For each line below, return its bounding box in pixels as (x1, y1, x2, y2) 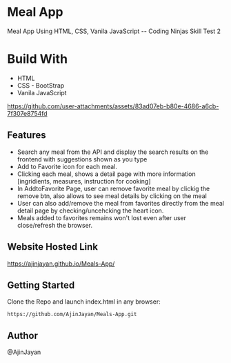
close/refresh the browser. (17, 221, 93, 229)
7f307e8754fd (7, 109, 48, 117)
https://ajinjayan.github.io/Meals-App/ (7, 259, 115, 268)
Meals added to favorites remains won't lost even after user (17, 213, 187, 222)
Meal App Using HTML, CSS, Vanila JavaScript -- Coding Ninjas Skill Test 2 (7, 27, 221, 35)
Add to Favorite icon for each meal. (17, 162, 117, 170)
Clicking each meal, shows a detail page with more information (17, 170, 196, 178)
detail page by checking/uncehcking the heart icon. (17, 206, 164, 215)
